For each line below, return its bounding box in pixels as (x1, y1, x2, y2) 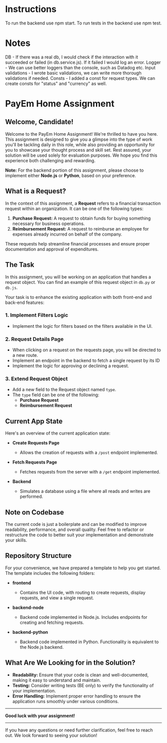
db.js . (5, 284, 18, 290)
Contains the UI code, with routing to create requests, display (19, 589, 146, 595)
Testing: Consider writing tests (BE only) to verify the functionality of (12, 682, 154, 688)
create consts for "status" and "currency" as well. (5, 80, 107, 86)
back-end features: (5, 299, 45, 305)
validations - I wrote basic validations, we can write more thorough (5, 70, 142, 76)
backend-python (12, 629, 48, 635)
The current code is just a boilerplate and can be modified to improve (5, 521, 147, 527)
